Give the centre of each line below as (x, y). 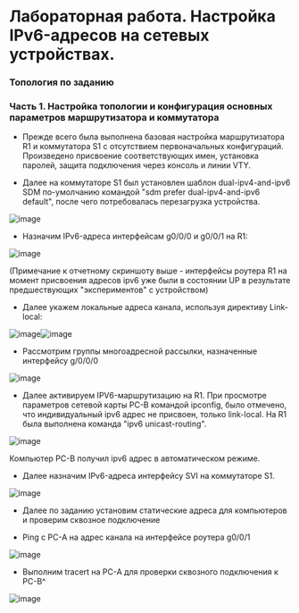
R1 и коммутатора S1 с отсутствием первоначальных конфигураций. (153, 147)
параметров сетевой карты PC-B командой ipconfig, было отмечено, (154, 405)
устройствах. (62, 55)
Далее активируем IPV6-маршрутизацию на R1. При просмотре (145, 396)
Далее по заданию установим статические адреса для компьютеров (154, 510)
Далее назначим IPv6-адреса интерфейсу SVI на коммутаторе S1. (148, 476)
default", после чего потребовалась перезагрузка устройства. (141, 202)
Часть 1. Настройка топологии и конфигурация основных (141, 106)
